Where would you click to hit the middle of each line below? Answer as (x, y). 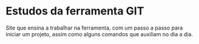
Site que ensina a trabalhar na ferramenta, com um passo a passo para (94, 28)
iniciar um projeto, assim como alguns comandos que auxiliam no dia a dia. (99, 34)
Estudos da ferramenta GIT (75, 11)
